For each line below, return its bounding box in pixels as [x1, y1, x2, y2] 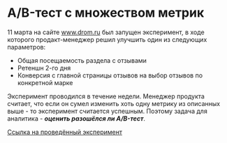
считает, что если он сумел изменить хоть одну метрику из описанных [7, 99, 221, 107]
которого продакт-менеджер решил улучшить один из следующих [7, 35, 207, 43]
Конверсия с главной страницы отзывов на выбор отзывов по [17, 71, 203, 80]
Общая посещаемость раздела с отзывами [17, 56, 147, 64]
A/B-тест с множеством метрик [7, 5, 205, 21]
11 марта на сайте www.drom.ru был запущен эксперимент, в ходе [7, 28, 205, 36]
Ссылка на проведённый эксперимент [7, 128, 123, 136]
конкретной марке [17, 78, 73, 86]
